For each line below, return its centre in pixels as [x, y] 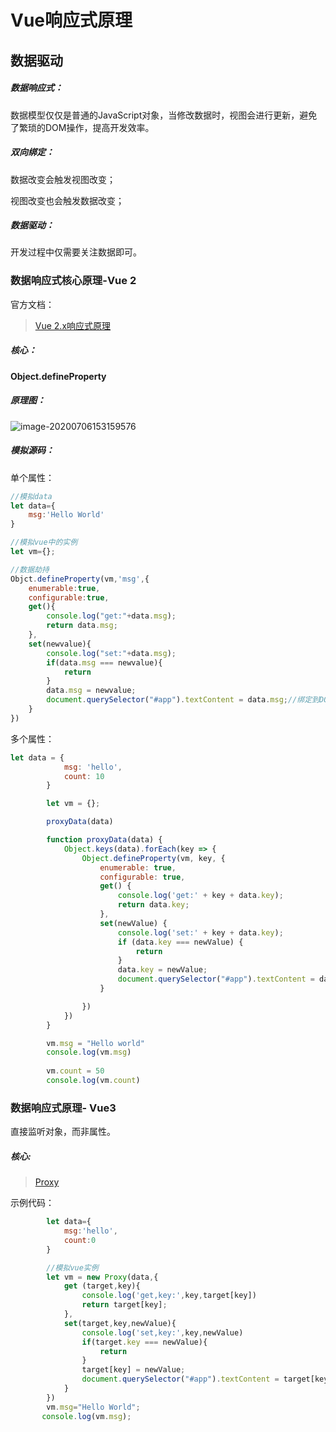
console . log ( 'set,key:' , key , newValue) [162, 1332]
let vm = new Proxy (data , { [102, 1277]
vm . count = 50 [75, 1071]
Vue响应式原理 [71, 20]
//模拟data [31, 496]
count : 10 [84, 776]
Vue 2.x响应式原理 [73, 325]
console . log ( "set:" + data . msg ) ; [111, 653]
